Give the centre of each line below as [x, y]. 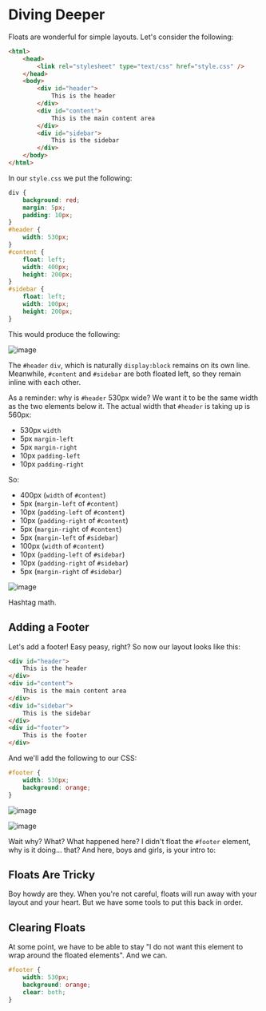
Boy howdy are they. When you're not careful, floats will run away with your [133, 894]
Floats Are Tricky [52, 875]
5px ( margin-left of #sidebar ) [69, 537]
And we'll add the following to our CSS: [73, 758]
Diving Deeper [57, 15]
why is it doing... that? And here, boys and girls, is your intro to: [112, 850]
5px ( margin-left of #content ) [69, 503]
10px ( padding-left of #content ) [72, 512]
